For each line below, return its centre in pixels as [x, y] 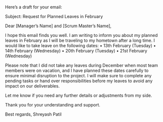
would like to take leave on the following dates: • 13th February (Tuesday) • [81, 45]
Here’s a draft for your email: [34, 7]
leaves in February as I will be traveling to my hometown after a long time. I [80, 40]
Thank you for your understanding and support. [53, 105]
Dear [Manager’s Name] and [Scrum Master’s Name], [58, 26]
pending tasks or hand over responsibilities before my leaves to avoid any [79, 81]
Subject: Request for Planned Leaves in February [54, 16]
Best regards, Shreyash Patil [33, 114]
